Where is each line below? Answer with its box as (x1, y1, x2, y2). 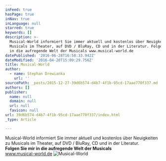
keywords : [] (5, 30, 32, 35)
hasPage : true (5, 12, 35, 17)
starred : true (5, 26, 35, 31)
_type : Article (5, 117, 37, 122)
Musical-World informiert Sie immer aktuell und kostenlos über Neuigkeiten (5, 135, 158, 141)
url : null (9, 103, 30, 108)
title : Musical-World (5, 62, 50, 67)
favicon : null (9, 108, 39, 113)
